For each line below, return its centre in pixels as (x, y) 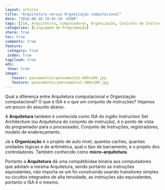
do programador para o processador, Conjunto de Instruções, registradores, (82, 127)
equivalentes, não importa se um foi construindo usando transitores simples (82, 171)
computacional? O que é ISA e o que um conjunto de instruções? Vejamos (80, 101)
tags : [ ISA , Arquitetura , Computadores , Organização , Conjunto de (74, 23)
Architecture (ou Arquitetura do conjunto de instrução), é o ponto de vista (79, 121)
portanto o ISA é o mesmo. (32, 182)
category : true (23, 50)
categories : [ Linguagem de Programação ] (47, 28)
